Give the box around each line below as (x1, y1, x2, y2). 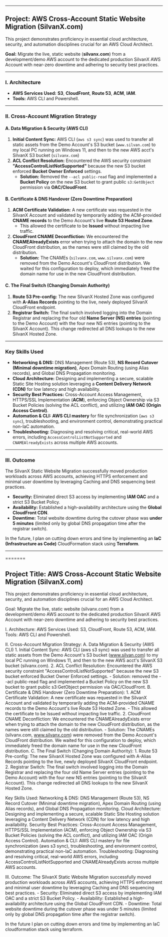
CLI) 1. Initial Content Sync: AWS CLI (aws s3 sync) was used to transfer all (5, 647, 159, 653)
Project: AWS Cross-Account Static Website (5, 15, 146, 23)
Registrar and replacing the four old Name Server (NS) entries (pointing (12, 315, 161, 321)
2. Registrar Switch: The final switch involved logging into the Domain (5, 764, 148, 770)
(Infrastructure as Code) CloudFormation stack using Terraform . (5, 541, 140, 547)
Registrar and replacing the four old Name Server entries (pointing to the (5, 769, 154, 775)
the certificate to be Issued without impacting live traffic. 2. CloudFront (5, 711, 151, 717)
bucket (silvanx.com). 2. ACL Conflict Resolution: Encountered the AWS (5, 663, 152, 669)
